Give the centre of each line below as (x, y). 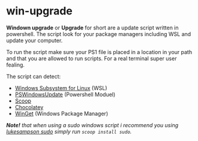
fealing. (16, 65)
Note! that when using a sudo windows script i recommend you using (92, 125)
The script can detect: (34, 76)
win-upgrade (40, 11)
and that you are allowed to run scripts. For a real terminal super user (91, 58)
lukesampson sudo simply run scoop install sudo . (69, 131)
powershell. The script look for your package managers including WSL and (99, 34)
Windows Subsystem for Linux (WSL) (61, 88)
